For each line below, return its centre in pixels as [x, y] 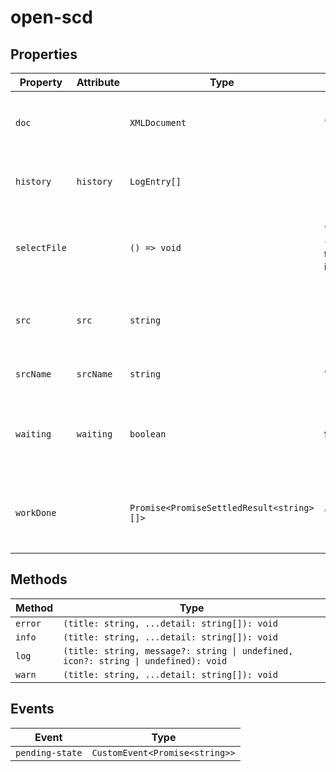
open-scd [51, 17]
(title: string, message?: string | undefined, [178, 650]
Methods [39, 579]
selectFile [41, 247]
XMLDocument [158, 122]
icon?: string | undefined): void [145, 660]
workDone [36, 512]
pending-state [49, 752]
